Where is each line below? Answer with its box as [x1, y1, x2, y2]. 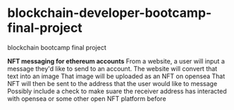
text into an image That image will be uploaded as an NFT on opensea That [7, 72, 226, 80]
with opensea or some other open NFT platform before [7, 94, 167, 103]
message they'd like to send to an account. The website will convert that [7, 64, 218, 73]
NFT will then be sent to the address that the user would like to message [7, 79, 218, 87]
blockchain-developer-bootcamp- [7, 5, 212, 21]
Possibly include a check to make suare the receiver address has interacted [7, 87, 227, 95]
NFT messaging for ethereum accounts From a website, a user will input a [7, 56, 226, 65]
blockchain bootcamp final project [7, 43, 107, 51]
